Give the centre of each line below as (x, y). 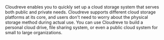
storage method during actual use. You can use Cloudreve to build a (74, 22)
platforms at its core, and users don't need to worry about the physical (77, 17)
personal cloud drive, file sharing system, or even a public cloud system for (82, 27)
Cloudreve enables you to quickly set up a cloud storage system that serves (82, 7)
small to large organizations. (34, 33)
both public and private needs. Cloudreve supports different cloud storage (81, 12)
